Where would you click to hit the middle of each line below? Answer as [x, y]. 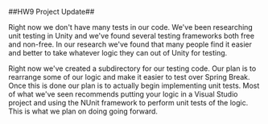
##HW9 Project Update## [52, 12]
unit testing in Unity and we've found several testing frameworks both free [132, 36]
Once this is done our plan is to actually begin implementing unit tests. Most [134, 85]
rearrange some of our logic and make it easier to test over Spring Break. [130, 77]
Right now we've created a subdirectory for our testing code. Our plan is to [132, 68]
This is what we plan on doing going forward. [83, 111]
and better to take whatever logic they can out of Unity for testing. [118, 53]
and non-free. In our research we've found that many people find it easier [130, 44]
